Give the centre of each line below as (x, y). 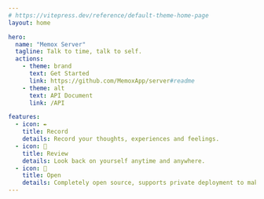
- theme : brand (47, 66)
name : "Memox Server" (51, 44)
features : (24, 117)
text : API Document (60, 95)
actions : (29, 59)
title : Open (42, 175)
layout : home (29, 23)
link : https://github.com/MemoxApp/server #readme (112, 81)
